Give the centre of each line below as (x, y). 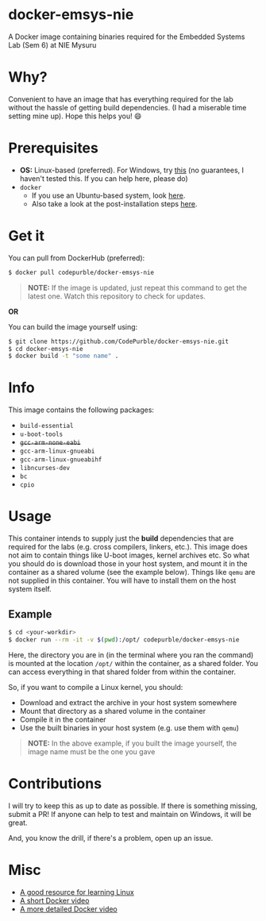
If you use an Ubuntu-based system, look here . (108, 195)
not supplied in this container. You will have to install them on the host (122, 580)
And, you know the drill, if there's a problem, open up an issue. (111, 838)
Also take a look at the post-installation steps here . (114, 203)
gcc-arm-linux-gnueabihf (61, 460)
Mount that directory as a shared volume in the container (113, 711)
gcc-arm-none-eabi (50, 443)
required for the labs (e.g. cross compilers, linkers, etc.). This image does (128, 547)
